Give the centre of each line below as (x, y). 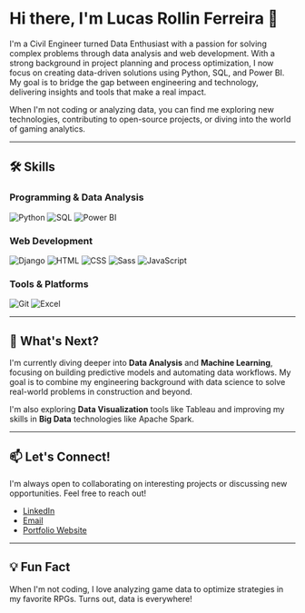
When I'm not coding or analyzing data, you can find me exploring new (142, 109)
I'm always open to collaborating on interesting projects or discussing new (148, 483)
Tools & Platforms (49, 283)
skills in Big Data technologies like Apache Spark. (102, 419)
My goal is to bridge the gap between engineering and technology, (134, 82)
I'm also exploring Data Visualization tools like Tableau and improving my (147, 410)
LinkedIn (39, 510)
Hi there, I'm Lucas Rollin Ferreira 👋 (144, 19)
